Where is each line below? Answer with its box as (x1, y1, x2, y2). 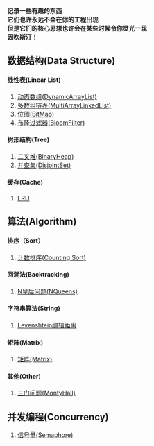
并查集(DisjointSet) (17, 161, 71, 169)
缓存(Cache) (7, 178, 44, 187)
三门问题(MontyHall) (17, 388, 76, 397)
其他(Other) (7, 372, 42, 380)
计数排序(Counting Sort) (17, 253, 87, 261)
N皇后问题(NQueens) (17, 287, 78, 295)
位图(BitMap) (17, 110, 55, 118)
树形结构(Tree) (7, 135, 50, 144)
